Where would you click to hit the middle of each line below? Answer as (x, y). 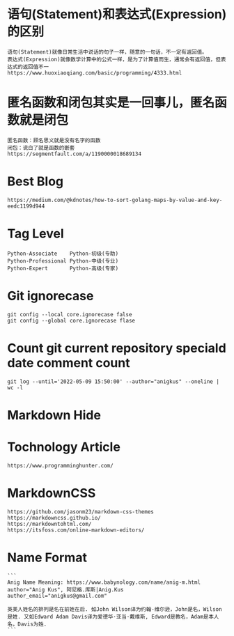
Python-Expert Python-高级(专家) (63, 268)
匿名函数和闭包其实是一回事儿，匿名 (111, 103)
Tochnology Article (64, 447)
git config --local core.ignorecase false (70, 314)
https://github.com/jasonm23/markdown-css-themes (81, 512)
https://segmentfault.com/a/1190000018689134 (74, 154)
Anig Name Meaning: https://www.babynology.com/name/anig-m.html (104, 582)
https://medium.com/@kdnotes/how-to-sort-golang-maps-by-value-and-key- (115, 200)
